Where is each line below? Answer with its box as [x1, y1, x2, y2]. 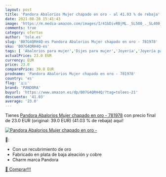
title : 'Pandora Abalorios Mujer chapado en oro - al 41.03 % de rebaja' [5, 12, 161, 17]
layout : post [5, 7, 32, 12]
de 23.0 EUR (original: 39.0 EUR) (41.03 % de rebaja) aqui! [5, 118, 124, 124]
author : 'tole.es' [5, 35, 43, 40]
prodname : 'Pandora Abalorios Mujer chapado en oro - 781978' [5, 71, 136, 76]
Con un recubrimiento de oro [12, 146, 72, 152]
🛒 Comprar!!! [5, 166, 31, 173]
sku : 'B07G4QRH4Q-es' [5, 44, 50, 49]
